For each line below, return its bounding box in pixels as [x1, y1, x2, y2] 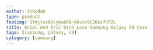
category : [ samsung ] [6, 35, 57, 41]
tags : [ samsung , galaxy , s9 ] [6, 30, 77, 36]
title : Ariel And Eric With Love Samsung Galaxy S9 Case [6, 24, 148, 30]
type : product [6, 14, 41, 20]
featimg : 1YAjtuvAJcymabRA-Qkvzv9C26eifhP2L [6, 19, 116, 25]
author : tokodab [6, 8, 46, 14]
